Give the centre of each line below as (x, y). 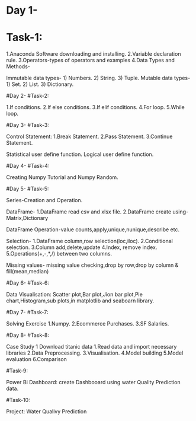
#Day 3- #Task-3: (28, 125)
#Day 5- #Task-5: (28, 189)
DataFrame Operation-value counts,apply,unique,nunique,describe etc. (93, 229)
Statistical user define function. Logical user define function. (80, 154)
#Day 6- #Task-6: (28, 283)
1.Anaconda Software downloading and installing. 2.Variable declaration (94, 54)
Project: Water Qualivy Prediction (46, 412)
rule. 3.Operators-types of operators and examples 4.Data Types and (90, 60)
